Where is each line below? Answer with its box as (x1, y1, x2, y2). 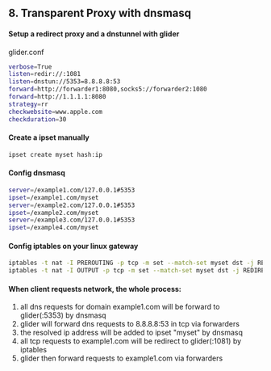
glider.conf (8, 47, 44, 57)
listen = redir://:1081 (8, 70, 81, 78)
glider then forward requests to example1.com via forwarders (19, 353, 223, 363)
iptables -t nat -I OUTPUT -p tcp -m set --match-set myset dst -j (8, 267, 240, 275)
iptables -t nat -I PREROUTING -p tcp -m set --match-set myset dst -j (8, 259, 254, 268)
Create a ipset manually (8, 133, 90, 142)
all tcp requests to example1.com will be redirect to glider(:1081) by (19, 336, 242, 346)
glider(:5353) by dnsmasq (19, 310, 106, 320)
